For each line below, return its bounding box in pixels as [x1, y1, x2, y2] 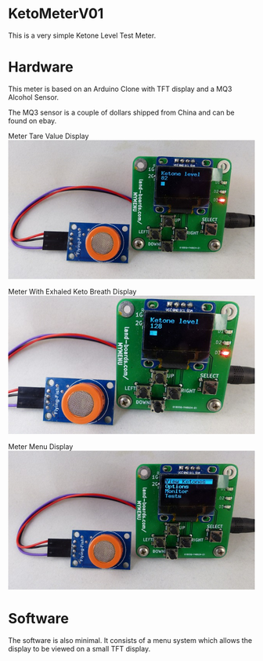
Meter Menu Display [8, 442, 74, 451]
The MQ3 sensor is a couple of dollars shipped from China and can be [8, 108, 235, 117]
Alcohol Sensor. [8, 92, 59, 102]
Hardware [8, 58, 74, 76]
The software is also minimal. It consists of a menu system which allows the [8, 635, 253, 645]
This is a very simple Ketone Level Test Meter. [8, 31, 157, 40]
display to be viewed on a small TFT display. [8, 644, 151, 653]
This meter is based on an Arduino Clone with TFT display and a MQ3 [8, 84, 232, 93]
